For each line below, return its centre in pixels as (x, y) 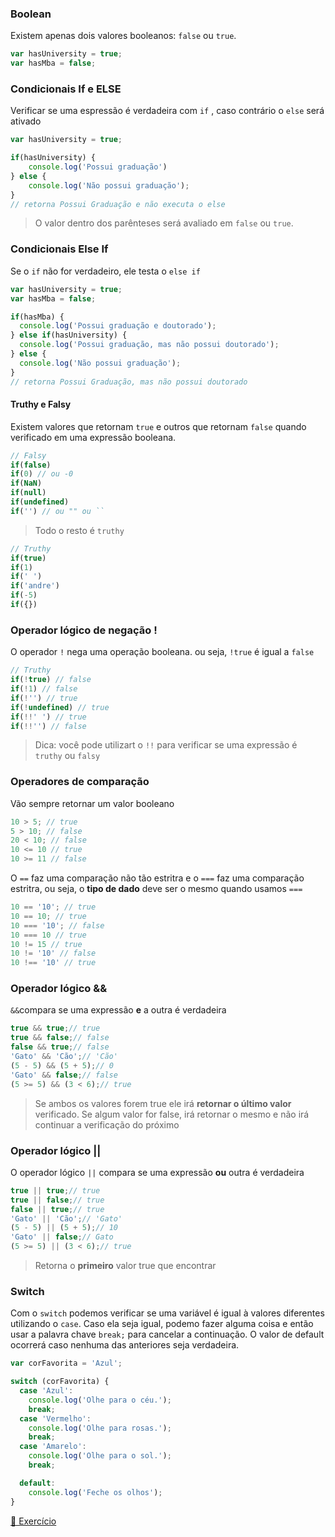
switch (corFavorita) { (60, 1382)
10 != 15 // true (46, 944)
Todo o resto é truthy (79, 530)
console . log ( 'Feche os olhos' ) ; (95, 1492)
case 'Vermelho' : (55, 1418)
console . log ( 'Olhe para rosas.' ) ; (100, 1428)
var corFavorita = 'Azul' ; (66, 1363)
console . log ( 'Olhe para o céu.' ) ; (100, 1400)
